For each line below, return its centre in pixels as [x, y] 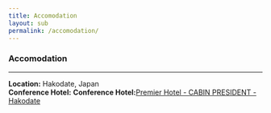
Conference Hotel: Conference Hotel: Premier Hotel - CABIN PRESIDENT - [132, 92]
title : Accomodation [43, 16]
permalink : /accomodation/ [54, 30]
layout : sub [28, 23]
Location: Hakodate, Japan [54, 83]
